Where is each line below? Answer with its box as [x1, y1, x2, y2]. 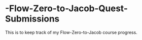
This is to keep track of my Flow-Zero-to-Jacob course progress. [5, 29, 138, 35]
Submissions [5, 13, 60, 24]
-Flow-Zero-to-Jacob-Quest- [5, 3, 128, 14]
